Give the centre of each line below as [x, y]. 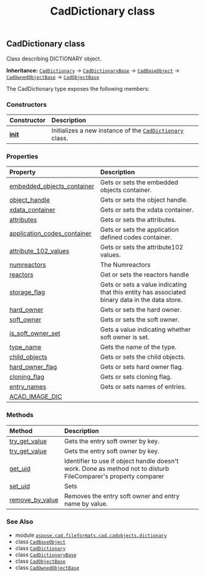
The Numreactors [125, 265]
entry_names [28, 387]
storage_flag [27, 292]
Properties [22, 156]
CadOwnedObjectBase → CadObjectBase [53, 77]
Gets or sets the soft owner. [140, 320]
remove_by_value [34, 500]
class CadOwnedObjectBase [47, 567]
